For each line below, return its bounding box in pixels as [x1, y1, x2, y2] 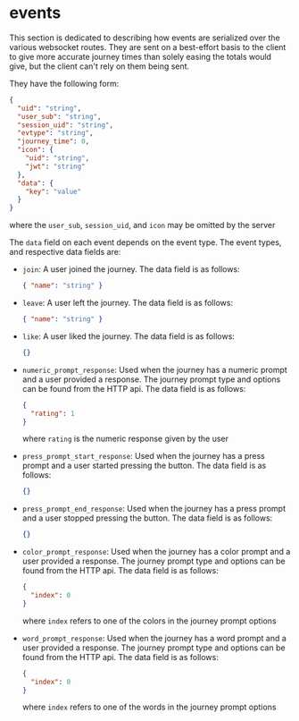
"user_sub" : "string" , [17, 112, 102, 121]
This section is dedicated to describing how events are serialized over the [9, 32, 280, 43]
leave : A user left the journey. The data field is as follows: [21, 298, 234, 309]
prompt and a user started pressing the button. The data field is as [21, 460, 267, 471]
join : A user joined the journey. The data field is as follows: [21, 264, 240, 275]
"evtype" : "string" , [17, 129, 94, 138]
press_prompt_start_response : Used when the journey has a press [21, 451, 265, 462]
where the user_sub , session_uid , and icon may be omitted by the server [9, 220, 276, 231]
